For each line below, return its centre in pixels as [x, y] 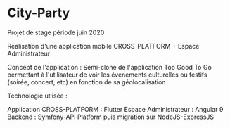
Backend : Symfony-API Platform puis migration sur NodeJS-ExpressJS [111, 117]
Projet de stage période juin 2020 [56, 32]
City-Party [39, 13]
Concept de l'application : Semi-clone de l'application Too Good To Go [110, 67]
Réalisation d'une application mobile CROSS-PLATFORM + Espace [103, 46]
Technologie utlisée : [38, 96]
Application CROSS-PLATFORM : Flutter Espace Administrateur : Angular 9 [115, 109]
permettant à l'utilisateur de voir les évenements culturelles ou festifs [107, 75]
